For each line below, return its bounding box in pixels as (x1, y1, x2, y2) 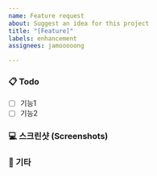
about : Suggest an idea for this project (8, 19, 150, 27)
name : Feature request (8, 11, 85, 20)
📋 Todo (8, 76, 40, 87)
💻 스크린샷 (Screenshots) (8, 131, 109, 142)
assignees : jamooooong (8, 42, 85, 50)
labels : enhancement (8, 34, 78, 43)
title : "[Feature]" (8, 27, 74, 35)
